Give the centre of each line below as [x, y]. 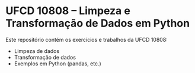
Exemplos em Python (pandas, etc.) [57, 64]
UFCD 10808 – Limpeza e [68, 11]
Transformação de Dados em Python [98, 23]
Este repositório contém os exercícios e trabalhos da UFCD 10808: [87, 39]
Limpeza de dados [37, 51]
